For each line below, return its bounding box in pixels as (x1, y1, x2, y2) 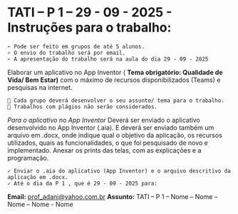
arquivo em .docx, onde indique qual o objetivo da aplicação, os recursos (7, 131, 223, 139)
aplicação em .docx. (7, 173, 69, 180)
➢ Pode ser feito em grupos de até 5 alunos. (7, 43, 145, 50)
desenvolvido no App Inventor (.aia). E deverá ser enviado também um (7, 123, 214, 132)
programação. (7, 153, 49, 162)
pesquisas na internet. (7, 83, 73, 91)
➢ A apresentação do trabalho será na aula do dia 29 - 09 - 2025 (7, 55, 209, 63)
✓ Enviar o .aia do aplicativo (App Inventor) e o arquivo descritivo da (7, 167, 232, 175)
